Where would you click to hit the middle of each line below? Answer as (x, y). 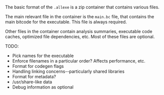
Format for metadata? (34, 77)
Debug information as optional (43, 87)
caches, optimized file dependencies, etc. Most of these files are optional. (80, 37)
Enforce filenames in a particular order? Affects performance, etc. (79, 61)
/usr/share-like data (32, 82)
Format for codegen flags (38, 66)
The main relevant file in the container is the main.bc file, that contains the (80, 16)
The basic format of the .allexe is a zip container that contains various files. (82, 7)
